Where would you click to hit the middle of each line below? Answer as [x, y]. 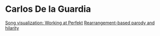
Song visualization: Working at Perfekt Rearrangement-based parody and [80, 23]
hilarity [12, 28]
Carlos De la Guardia [48, 9]
